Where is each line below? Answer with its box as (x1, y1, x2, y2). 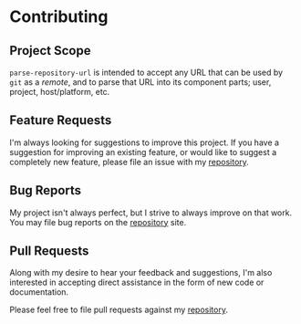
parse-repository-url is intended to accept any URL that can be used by (9, 67, 284, 78)
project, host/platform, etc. (9, 87, 110, 97)
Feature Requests (9, 112, 112, 129)
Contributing (9, 6, 109, 27)
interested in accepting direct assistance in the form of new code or (9, 277, 265, 288)
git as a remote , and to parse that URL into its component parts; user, (9, 77, 272, 88)
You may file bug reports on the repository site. (9, 216, 187, 227)
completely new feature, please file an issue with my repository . (9, 156, 249, 167)
